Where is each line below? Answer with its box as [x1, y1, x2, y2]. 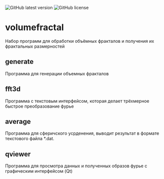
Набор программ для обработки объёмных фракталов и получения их [5, 38, 155, 44]
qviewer [5, 150, 31, 158]
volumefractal [5, 22, 64, 33]
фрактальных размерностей [5, 43, 65, 49]
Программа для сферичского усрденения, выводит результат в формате [5, 130, 160, 136]
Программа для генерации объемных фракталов [5, 70, 109, 76]
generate [5, 58, 34, 66]
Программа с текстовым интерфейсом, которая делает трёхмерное [5, 98, 150, 104]
